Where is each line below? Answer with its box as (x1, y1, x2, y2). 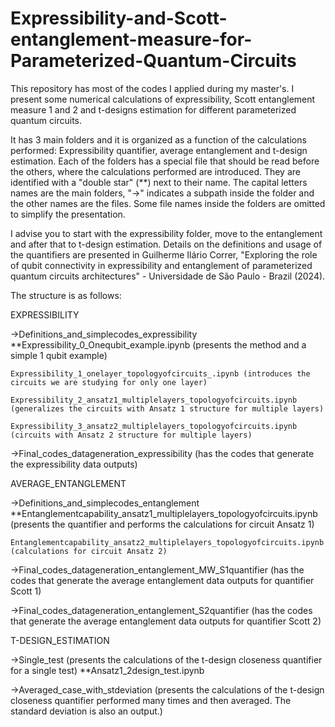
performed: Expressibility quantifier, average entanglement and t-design (10, 144, 308, 156)
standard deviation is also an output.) (10, 705, 163, 717)
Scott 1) (10, 585, 42, 597)
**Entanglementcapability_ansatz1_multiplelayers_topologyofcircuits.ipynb (10, 507, 318, 519)
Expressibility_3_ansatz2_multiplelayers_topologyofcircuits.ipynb (10, 421, 298, 431)
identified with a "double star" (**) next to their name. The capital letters (10, 176, 308, 188)
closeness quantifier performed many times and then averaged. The (10, 694, 292, 706)
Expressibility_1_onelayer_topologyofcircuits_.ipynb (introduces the (10, 368, 311, 379)
